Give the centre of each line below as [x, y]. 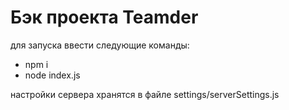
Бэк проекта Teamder [104, 17]
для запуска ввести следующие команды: [100, 45]
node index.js [52, 75]
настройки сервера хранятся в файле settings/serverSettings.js [145, 94]
